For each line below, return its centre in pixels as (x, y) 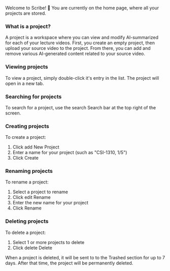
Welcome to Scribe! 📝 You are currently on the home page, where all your (82, 8)
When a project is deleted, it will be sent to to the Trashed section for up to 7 (85, 257)
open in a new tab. (25, 83)
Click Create (26, 158)
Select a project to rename (40, 192)
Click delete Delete (32, 248)
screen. (13, 113)
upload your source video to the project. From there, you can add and (78, 48)
